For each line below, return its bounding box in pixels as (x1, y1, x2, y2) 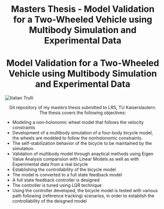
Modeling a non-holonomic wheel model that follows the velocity (12, 120, 144, 125)
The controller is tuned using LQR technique (12, 182, 102, 188)
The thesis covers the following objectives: (39, 110, 127, 116)
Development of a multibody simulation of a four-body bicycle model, (12, 130, 154, 136)
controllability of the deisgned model (12, 198, 87, 204)
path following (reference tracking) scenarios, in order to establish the (12, 193, 155, 199)
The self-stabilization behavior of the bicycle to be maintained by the (12, 140, 152, 146)
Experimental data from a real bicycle (12, 162, 88, 167)
